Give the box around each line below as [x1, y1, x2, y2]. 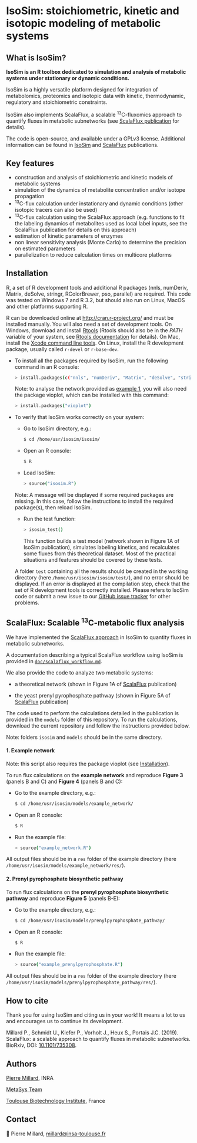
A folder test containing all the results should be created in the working [14, 568, 188, 575]
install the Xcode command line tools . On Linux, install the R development [6, 339, 184, 346]
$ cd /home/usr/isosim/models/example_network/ [14, 801, 133, 807]
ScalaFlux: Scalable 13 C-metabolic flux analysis [6, 616, 185, 628]
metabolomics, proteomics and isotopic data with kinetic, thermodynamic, [6, 93, 185, 99]
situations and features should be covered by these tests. [23, 556, 163, 563]
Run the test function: [23, 515, 76, 522]
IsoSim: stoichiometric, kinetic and [6, 4, 179, 18]
